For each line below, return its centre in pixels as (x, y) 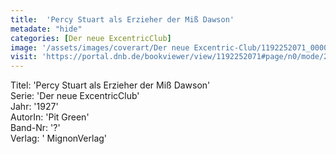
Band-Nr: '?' (35, 128)
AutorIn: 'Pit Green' (50, 117)
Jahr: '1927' (34, 107)
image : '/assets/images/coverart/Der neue (100, 47)
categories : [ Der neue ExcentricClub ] (91, 38)
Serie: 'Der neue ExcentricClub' (75, 96)
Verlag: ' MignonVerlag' (59, 138)
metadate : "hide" (46, 29)
